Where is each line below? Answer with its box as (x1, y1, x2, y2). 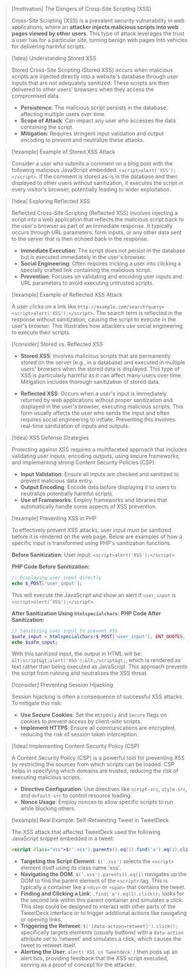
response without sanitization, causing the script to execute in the (11, 316, 176, 323)
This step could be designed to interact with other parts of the (20, 903, 176, 910)
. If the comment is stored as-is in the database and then (36, 173, 178, 180)
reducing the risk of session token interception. (20, 731, 139, 738)
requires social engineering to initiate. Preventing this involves (20, 416, 176, 423)
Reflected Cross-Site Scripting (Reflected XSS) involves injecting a (11, 209, 178, 217)
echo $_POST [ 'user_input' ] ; (11, 580, 82, 586)
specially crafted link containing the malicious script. (20, 266, 152, 273)
